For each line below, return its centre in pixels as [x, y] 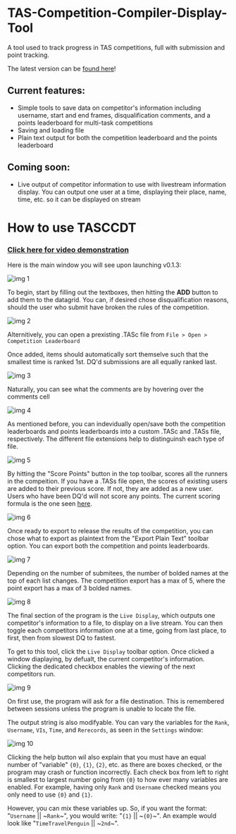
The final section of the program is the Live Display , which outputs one [111, 616]
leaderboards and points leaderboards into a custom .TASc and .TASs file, [114, 432]
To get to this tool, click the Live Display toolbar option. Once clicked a [111, 652]
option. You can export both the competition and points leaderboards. [108, 546]
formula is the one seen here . [50, 504]
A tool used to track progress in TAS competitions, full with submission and [116, 47]
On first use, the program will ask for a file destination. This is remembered [116, 702]
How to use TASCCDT [72, 228]
